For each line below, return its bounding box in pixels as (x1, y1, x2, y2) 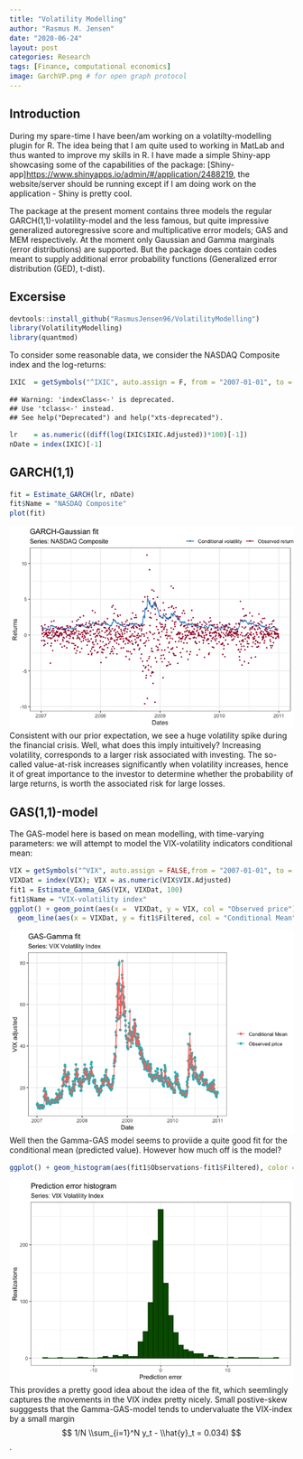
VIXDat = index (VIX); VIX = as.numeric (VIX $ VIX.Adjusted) (9, 875, 232, 884)
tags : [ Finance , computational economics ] (9, 62, 171, 71)
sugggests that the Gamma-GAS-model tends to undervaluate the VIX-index (9, 1404, 293, 1415)
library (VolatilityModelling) (9, 323, 124, 333)
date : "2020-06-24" (9, 33, 83, 42)
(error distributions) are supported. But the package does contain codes (9, 244, 278, 255)
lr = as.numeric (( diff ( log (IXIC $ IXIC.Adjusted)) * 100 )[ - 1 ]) (9, 430, 248, 439)
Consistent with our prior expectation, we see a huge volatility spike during (9, 730, 288, 741)
